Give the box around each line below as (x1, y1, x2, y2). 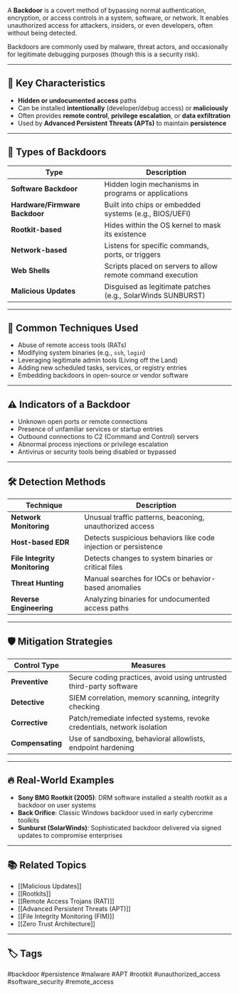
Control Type (14, 660, 59, 670)
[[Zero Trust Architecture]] (17, 919, 96, 928)
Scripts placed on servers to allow (104, 261, 218, 271)
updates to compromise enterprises (17, 831, 123, 839)
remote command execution (104, 270, 198, 280)
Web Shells (11, 265, 51, 275)
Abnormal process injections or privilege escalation (17, 440, 169, 449)
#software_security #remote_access (7, 977, 114, 986)
